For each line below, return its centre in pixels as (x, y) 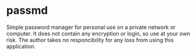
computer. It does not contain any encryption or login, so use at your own (98, 33)
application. (21, 46)
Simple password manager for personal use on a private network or (91, 27)
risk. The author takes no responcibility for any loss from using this (90, 40)
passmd (27, 11)
